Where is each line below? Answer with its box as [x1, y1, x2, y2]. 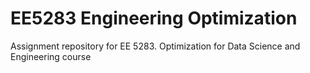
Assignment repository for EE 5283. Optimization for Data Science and [10, 40, 301, 52]
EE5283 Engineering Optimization [10, 7, 298, 30]
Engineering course [10, 50, 92, 62]
